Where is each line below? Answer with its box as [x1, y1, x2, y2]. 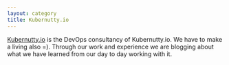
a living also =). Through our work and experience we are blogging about [7, 42, 215, 51]
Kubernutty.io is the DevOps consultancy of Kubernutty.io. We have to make [7, 35, 223, 43]
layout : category [7, 10, 57, 17]
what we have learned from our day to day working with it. [7, 49, 173, 58]
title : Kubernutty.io [7, 16, 69, 23]
